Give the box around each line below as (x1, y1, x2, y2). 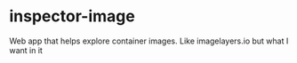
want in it (9, 44, 43, 55)
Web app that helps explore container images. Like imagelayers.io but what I (9, 35, 289, 46)
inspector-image (9, 6, 135, 27)
